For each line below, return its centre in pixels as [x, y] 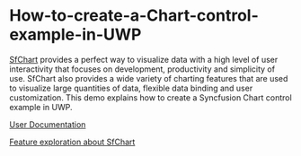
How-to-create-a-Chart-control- [134, 16]
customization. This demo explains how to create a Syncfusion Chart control [150, 97]
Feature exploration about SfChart [72, 142]
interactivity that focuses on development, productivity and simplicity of [142, 69]
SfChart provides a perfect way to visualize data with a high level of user [144, 59]
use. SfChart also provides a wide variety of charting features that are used [149, 78]
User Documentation [48, 124]
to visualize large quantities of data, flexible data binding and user [131, 88]
